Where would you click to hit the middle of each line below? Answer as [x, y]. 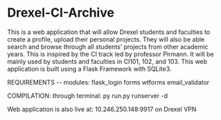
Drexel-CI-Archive [61, 13]
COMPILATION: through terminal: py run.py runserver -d [88, 96]
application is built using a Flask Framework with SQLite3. [89, 69]
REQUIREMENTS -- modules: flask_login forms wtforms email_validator [108, 82]
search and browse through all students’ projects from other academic [108, 46]
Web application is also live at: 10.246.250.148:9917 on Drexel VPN [102, 109]
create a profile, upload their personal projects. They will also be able [106, 39]
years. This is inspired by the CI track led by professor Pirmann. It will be [110, 54]
